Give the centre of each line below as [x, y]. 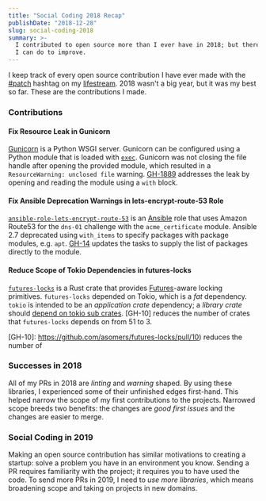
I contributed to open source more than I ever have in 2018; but [127, 45]
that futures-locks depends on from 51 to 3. [80, 321]
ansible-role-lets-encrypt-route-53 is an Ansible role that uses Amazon [128, 218]
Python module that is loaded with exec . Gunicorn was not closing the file [127, 157]
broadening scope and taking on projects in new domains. [103, 488]
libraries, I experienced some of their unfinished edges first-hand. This [123, 391]
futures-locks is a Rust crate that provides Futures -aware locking [116, 288]
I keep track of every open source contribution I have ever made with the [127, 75]
